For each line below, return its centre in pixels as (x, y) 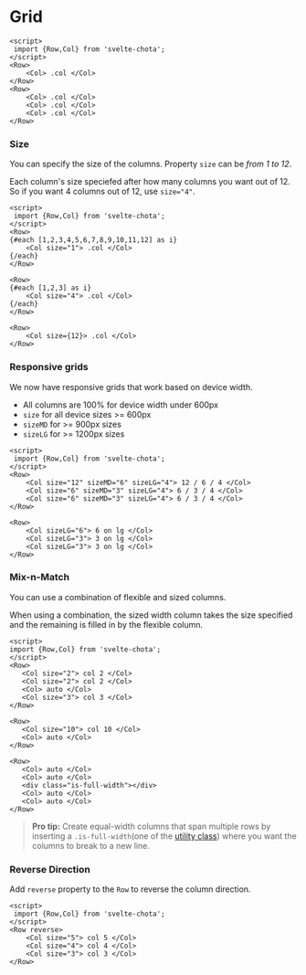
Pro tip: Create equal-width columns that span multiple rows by (151, 826)
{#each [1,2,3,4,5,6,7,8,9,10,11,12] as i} (94, 240)
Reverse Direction (50, 869)
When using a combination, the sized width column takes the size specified (151, 615)
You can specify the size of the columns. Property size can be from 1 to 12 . (151, 164)
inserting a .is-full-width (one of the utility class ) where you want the (164, 836)
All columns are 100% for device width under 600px (121, 405)
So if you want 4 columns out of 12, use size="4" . (103, 191)
